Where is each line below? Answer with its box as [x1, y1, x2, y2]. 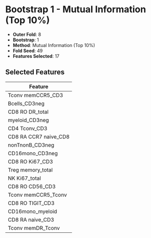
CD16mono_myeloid [8, 208, 57, 215]
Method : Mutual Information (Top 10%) [12, 42, 96, 48]
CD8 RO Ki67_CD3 [8, 158, 53, 165]
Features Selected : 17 [12, 53, 60, 59]
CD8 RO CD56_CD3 [8, 183, 56, 190]
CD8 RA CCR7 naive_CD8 [8, 133, 70, 140]
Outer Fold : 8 [12, 31, 41, 37]
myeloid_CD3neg [8, 116, 49, 124]
